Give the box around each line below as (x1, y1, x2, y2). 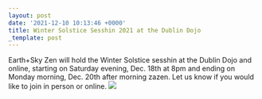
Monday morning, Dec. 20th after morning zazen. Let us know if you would (8, 72, 255, 82)
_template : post (8, 33, 62, 42)
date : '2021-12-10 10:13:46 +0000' (8, 19, 127, 27)
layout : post (8, 11, 52, 20)
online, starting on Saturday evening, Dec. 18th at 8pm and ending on (8, 64, 236, 74)
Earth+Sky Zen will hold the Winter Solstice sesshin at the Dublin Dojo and (8, 55, 252, 65)
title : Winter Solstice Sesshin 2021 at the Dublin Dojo (8, 26, 201, 34)
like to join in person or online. (8, 82, 108, 91)
